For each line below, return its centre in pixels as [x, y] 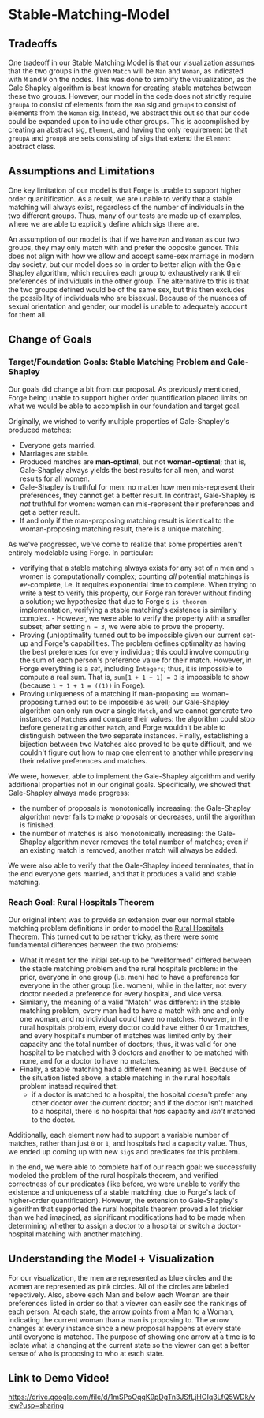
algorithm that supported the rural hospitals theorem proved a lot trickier [126, 1209]
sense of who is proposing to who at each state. [86, 1353]
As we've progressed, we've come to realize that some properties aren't [125, 544]
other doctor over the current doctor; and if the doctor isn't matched [142, 1102]
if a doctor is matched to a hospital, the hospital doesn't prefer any [139, 1094]
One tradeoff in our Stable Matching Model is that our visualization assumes [131, 62]
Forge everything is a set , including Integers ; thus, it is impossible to [131, 668]
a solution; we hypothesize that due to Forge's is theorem [113, 601]
